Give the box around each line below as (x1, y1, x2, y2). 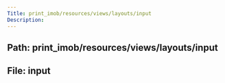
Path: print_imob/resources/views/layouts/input (7, 42, 218, 54)
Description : (7, 16, 45, 23)
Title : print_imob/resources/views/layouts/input (7, 10, 152, 17)
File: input (7, 65, 51, 77)
